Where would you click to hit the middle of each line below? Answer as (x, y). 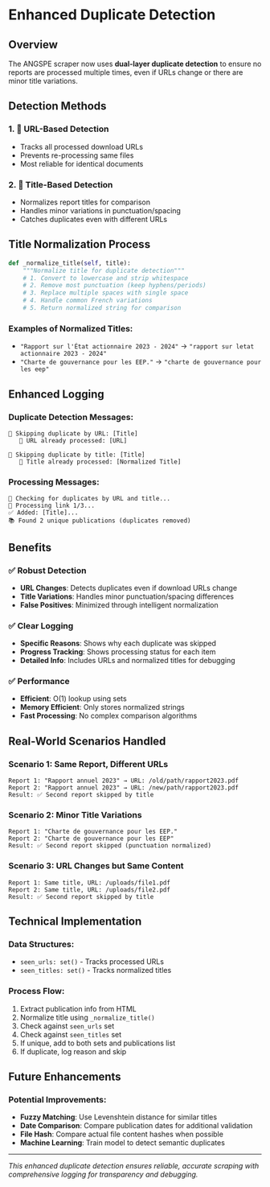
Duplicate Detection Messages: (71, 417)
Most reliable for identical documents (82, 163)
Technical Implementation (75, 922)
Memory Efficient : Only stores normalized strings (102, 707)
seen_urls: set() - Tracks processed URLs (92, 962)
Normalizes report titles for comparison (85, 202)
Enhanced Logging (56, 394)
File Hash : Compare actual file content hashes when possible (121, 1134)
